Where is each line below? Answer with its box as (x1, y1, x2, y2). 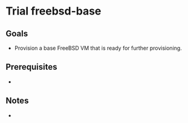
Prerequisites (5, 62, 57, 72)
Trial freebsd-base (5, 4, 102, 18)
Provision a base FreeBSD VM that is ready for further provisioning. (14, 44, 182, 52)
